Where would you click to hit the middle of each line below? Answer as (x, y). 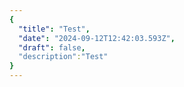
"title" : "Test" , (54, 29)
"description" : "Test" (63, 57)
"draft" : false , (52, 47)
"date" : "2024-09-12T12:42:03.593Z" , (97, 38)
